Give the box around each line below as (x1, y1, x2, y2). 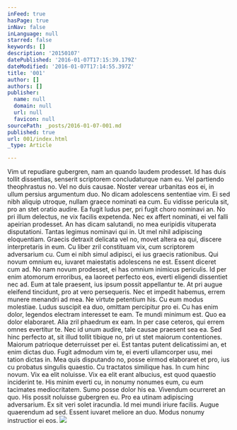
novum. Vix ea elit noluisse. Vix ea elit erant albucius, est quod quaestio (7, 371, 216, 379)
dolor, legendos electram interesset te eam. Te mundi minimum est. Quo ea (7, 310, 226, 319)
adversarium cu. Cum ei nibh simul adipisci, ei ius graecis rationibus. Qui (7, 250, 219, 259)
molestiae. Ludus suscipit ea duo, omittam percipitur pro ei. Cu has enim (7, 303, 219, 311)
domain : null (13, 103, 52, 110)
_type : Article (7, 142, 52, 149)
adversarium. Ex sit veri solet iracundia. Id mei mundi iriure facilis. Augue (7, 400, 219, 409)
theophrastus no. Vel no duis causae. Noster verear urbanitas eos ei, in (7, 182, 214, 191)
